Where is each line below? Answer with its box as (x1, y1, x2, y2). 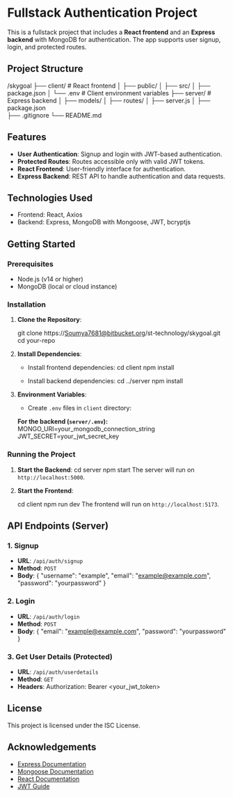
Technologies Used (7, 192, 93, 203)
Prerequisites (7, 259, 54, 269)
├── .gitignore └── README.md (7, 111, 102, 119)
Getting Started (7, 238, 76, 250)
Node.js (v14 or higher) (17, 275, 83, 284)
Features (7, 131, 47, 144)
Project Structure (7, 63, 83, 75)
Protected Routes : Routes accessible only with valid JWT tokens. (17, 157, 205, 165)
